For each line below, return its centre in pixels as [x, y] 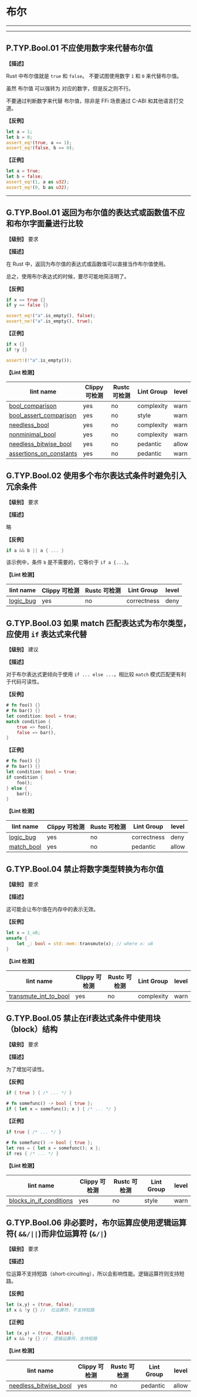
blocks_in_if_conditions [41, 1201]
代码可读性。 [26, 682]
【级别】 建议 [22, 650]
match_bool [25, 847]
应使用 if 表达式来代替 [47, 634]
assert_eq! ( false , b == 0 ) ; [40, 148]
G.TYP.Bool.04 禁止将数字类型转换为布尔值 [85, 869]
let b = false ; [25, 176]
